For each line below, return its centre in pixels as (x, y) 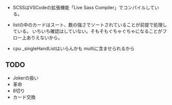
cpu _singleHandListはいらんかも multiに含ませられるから (74, 48)
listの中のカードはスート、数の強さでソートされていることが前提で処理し (90, 25)
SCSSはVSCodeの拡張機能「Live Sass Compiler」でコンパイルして (84, 7)
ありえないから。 (44, 38)
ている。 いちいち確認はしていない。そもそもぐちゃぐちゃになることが (88, 31)
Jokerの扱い (25, 78)
